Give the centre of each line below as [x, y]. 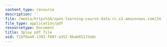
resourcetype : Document [30, 28]
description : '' [22, 14]
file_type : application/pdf [34, 23]
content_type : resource [30, 10]
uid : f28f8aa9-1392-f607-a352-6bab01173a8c [51, 37]
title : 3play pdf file [29, 32]
